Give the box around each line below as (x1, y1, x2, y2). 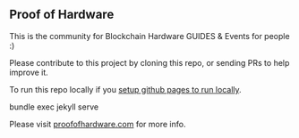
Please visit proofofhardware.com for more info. (9, 118, 186, 129)
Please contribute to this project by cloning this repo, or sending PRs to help (9, 57, 290, 68)
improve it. (9, 67, 49, 77)
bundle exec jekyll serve (9, 101, 99, 112)
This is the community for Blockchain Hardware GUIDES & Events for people (9, 30, 290, 41)
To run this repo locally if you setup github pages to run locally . (9, 84, 242, 94)
